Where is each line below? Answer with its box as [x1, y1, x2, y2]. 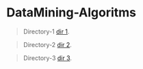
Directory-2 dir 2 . [23, 40, 73, 49]
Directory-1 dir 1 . [23, 27, 70, 36]
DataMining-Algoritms [6, 5, 137, 20]
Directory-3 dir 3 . [23, 53, 73, 62]
